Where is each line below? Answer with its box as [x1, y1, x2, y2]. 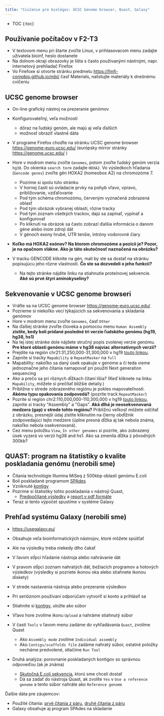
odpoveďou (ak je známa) [12, 661, 65, 667]
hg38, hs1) [12, 334, 34, 340]
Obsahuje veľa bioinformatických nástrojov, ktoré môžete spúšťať [12, 535, 144, 541]
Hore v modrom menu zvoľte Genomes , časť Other [12, 319, 111, 324]
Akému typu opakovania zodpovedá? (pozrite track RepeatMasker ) [12, 391, 147, 397]
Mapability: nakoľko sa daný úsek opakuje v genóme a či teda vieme [12, 360, 150, 366]
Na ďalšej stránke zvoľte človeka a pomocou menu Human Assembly [12, 323, 147, 329]
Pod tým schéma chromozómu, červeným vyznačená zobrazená [19, 195, 150, 201]
